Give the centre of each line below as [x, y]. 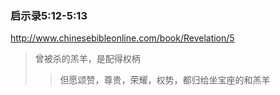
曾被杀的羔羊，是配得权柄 [87, 59]
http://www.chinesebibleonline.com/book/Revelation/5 [122, 38]
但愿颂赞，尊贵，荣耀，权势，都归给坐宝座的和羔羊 [165, 80]
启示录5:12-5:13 [49, 15]
